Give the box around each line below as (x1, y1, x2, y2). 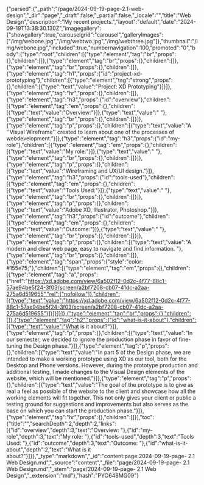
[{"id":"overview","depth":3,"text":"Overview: (6, 426, 119, 434)
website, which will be (6, 375, 62, 382)
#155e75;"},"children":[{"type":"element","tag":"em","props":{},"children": (6, 265, 191, 271)
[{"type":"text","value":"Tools (6, 187, 80, 194)
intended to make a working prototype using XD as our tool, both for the (6, 355, 187, 362)
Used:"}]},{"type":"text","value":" (80, 187, 164, 194)
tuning (6, 342, 23, 350)
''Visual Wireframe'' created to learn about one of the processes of (6, 128, 175, 135)
